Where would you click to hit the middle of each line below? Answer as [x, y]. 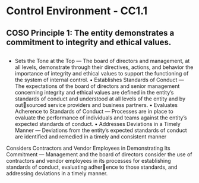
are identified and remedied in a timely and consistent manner [91, 136]
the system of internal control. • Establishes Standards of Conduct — [99, 80]
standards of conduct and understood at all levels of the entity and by [100, 99]
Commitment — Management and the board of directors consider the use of [99, 154]
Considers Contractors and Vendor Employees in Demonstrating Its [88, 148]
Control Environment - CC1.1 [77, 11]
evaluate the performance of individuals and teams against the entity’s [101, 118]
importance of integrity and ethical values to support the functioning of [102, 73]
